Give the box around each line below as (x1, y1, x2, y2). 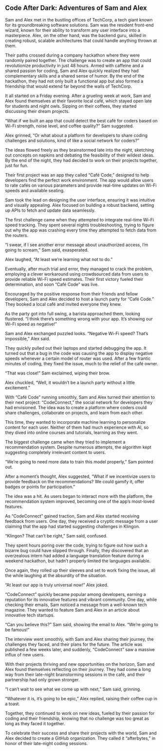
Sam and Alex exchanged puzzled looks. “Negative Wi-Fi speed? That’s (5, 330, 148, 336)
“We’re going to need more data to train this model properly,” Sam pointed (5, 458, 153, 465)
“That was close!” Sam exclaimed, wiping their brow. (5, 370, 110, 376)
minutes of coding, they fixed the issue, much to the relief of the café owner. (5, 360, 159, 366)
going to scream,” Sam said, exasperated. (5, 247, 89, 253)
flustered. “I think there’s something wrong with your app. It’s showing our (5, 316, 153, 321)
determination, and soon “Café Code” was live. (5, 281, 99, 287)
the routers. (5, 232, 28, 238)
